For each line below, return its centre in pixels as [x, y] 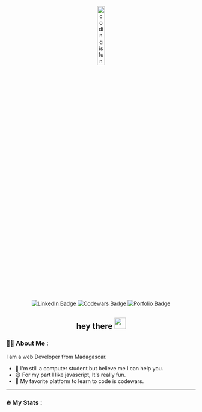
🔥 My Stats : [24, 402]
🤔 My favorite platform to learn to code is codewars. [79, 381]
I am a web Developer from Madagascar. [57, 357]
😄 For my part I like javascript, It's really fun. [70, 375]
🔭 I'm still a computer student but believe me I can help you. [89, 368]
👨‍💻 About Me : [28, 343]
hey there [94, 326]
